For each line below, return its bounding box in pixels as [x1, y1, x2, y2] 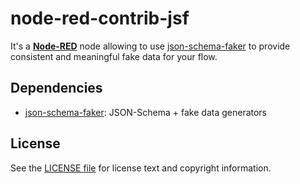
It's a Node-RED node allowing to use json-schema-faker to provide [10, 40, 291, 52]
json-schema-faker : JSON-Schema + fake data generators [24, 106, 268, 118]
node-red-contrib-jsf [10, 7, 190, 30]
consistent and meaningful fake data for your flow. [10, 50, 218, 62]
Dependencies [10, 80, 103, 97]
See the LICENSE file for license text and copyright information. [10, 162, 272, 174]
